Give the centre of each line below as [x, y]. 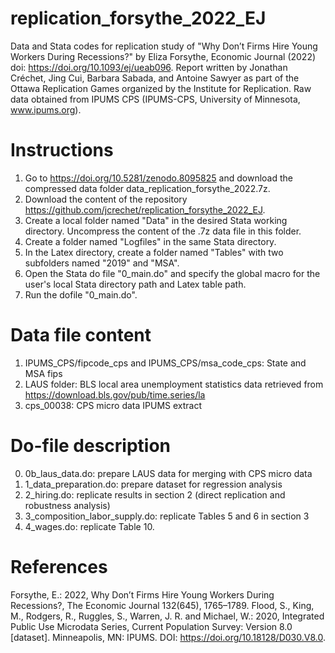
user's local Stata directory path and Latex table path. [135, 284]
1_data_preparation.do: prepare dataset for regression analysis [153, 484]
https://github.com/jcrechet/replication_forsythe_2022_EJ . [145, 209]
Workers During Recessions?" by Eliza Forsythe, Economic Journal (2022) [163, 56]
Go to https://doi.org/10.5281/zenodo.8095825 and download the [158, 178]
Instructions [62, 150]
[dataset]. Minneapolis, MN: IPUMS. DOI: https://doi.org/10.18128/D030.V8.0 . [168, 637]
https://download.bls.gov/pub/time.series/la [115, 394]
